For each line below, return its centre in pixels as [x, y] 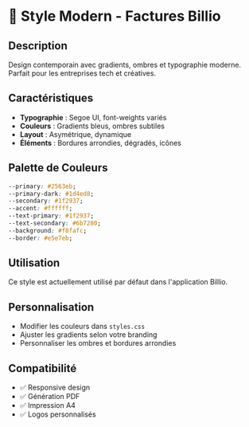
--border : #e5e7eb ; [41, 238]
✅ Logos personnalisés [58, 414]
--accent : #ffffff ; [41, 209]
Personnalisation [51, 307]
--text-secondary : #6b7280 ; [55, 223]
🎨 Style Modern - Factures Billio [115, 16]
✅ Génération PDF [50, 397]
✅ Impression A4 [47, 405]
